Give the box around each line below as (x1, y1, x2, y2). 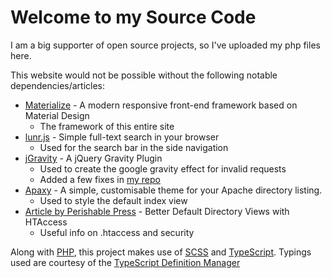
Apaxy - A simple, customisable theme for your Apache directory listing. (24, 184, 323, 196)
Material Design (24, 109, 90, 121)
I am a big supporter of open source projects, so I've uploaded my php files (10, 39, 321, 51)
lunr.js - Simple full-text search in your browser (24, 131, 220, 143)
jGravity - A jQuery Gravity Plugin (24, 152, 163, 164)
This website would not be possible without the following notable (10, 69, 278, 81)
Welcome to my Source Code (10, 6, 257, 29)
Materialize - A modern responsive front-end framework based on (24, 99, 298, 111)
